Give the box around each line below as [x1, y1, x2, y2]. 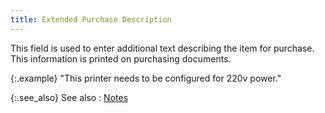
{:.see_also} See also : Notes [10, 91, 129, 103]
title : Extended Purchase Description [10, 14, 172, 25]
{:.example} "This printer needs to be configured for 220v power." [10, 72, 282, 84]
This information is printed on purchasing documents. [10, 52, 232, 65]
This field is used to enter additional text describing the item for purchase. [10, 42, 315, 54]
